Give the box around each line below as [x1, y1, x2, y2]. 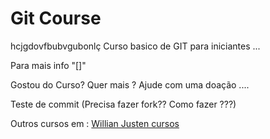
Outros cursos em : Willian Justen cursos [10, 117, 180, 129]
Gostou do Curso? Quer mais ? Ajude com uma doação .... [10, 78, 250, 91]
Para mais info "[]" [10, 59, 87, 71]
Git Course [10, 7, 102, 30]
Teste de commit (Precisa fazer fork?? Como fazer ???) [10, 98, 237, 110]
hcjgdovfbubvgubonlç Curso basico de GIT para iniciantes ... [10, 40, 261, 52]
